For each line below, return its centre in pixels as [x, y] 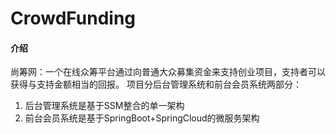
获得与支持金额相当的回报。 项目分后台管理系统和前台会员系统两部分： [156, 84]
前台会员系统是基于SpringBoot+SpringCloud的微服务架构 [142, 118]
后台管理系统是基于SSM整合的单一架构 [104, 106]
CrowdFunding [73, 18]
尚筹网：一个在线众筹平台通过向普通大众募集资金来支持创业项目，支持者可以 [168, 72]
